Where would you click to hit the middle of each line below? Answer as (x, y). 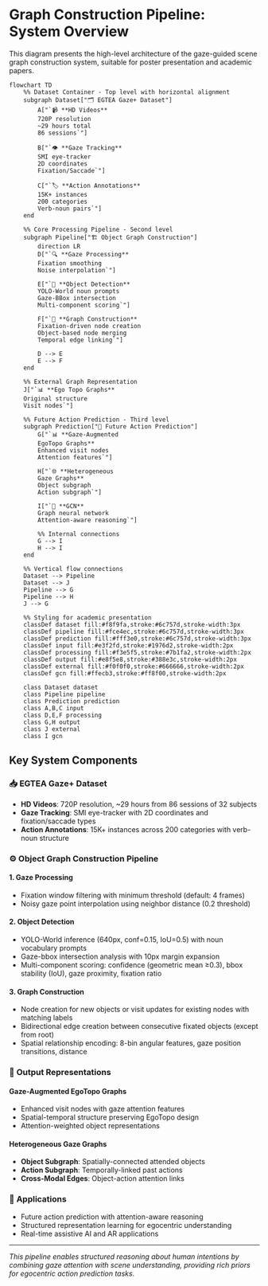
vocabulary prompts (53, 948)
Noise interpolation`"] (77, 270)
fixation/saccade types (58, 821)
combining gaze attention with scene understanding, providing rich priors (130, 1265)
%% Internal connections (79, 534)
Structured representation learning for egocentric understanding (126, 1225)
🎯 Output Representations (60, 1073)
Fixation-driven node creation (89, 326)
